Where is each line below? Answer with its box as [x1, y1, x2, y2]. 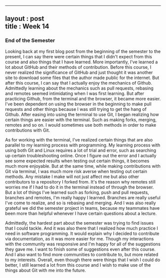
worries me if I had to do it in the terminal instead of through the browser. [5, 184, 154, 190]
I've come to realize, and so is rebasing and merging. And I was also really [5, 200, 156, 206]
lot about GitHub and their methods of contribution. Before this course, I [5, 64, 152, 70]
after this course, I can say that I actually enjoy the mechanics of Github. [5, 80, 152, 86]
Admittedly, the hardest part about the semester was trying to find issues [5, 220, 154, 226]
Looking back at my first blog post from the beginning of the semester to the [5, 48, 161, 54]
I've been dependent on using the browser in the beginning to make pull [5, 101, 152, 107]
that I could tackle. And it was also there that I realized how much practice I [5, 225, 158, 231]
